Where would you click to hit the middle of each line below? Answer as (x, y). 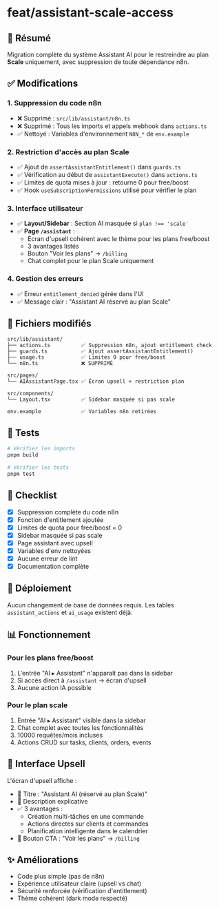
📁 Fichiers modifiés (49, 323)
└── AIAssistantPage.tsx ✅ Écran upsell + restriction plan (96, 382)
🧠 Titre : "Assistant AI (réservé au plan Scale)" (82, 794)
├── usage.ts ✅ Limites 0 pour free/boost (86, 357)
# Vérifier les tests (38, 467)
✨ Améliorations (43, 860)
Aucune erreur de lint (47, 558)
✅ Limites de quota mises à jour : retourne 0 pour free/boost (103, 182)
